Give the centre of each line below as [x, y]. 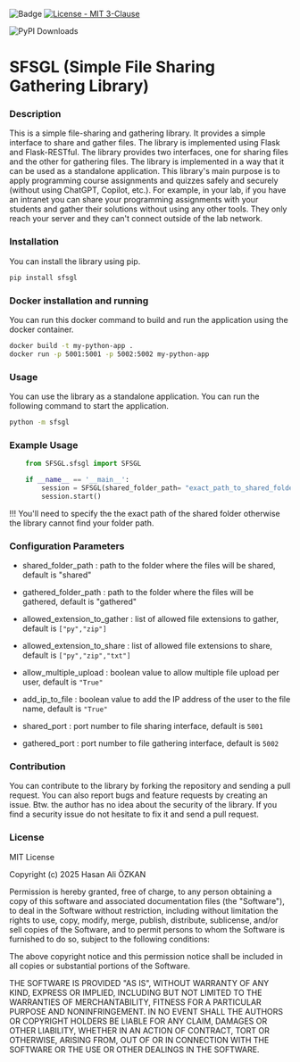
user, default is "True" [62, 682]
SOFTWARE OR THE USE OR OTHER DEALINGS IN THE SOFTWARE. [134, 1050]
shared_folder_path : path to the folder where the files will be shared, [149, 565]
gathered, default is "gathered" [79, 602]
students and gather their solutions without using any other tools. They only [148, 209]
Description [35, 114]
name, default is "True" [65, 709]
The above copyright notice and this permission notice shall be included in [146, 956]
